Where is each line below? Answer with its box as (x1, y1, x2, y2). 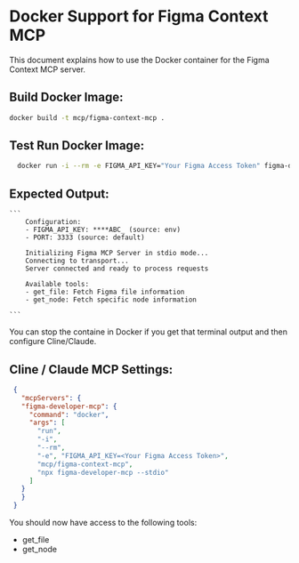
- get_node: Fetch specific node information (25, 295, 198, 304)
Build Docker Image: (9, 90, 124, 105)
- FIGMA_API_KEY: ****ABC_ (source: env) (25, 225, 181, 235)
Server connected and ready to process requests (25, 264, 209, 273)
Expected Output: (9, 186, 109, 201)
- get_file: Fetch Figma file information (25, 287, 185, 297)
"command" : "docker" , (28, 410, 109, 419)
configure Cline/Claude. (9, 336, 97, 347)
